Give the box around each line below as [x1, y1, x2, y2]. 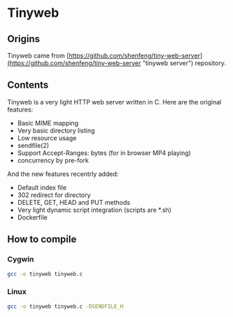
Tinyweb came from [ [7, 51, 69, 60]
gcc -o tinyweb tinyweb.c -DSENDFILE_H [7, 303, 124, 310]
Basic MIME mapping [17, 119, 79, 127]
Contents [7, 79, 49, 91]
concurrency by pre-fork [17, 156, 89, 164]
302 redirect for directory [17, 191, 91, 199]
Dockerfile [17, 213, 48, 222]
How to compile [7, 234, 77, 245]
